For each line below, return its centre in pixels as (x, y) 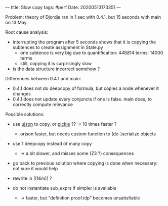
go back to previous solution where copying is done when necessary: (85, 163)
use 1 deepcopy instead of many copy (52, 144)
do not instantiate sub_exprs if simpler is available (65, 188)
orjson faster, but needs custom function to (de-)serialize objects (88, 134)
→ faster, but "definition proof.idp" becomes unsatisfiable (80, 198)
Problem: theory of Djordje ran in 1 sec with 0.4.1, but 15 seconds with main (83, 17)
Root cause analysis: (27, 32)
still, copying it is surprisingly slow (56, 63)
